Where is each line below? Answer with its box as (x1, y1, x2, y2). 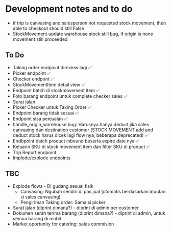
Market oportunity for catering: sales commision (12, 221, 114, 227)
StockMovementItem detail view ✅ (12, 81, 86, 88)
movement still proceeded (12, 36, 68, 42)
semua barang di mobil (12, 215, 61, 221)
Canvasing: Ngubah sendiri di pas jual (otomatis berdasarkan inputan (20, 188, 166, 194)
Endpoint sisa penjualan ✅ (12, 115, 68, 122)
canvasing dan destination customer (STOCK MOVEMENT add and (12, 127, 153, 133)
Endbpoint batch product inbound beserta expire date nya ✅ (12, 138, 140, 144)
